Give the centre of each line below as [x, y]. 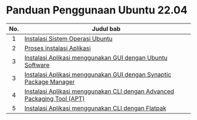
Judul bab [106, 29]
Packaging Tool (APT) [55, 98]
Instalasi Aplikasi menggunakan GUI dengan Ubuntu [96, 57]
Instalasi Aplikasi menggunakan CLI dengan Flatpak [95, 108]
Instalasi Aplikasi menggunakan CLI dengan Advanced [99, 91]
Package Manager [50, 81]
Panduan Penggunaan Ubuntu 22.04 [97, 10]
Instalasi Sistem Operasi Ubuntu [68, 39]
